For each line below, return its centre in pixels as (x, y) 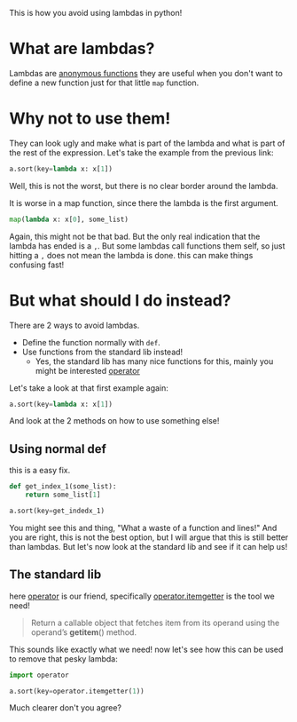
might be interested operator (87, 370)
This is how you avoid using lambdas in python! (96, 13)
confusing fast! (37, 265)
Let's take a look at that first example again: (89, 388)
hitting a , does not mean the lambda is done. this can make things (131, 255)
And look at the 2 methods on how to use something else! (114, 421)
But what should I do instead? (120, 300)
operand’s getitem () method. (84, 632)
